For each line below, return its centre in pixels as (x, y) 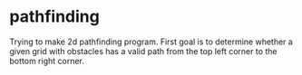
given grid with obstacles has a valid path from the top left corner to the (144, 51)
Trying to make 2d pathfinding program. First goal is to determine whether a (151, 42)
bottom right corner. (47, 61)
